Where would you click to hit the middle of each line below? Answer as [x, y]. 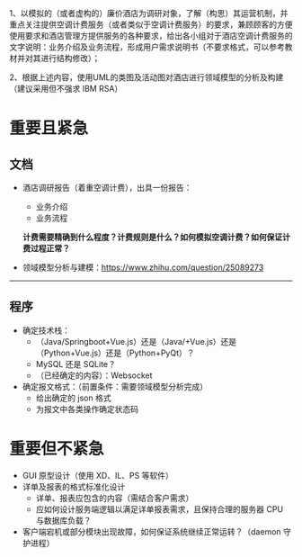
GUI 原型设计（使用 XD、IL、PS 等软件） [98, 475]
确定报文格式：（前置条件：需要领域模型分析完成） [115, 386]
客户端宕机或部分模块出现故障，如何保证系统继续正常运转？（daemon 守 [157, 531]
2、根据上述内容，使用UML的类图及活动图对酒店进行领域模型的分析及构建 [147, 77]
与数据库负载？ [63, 520]
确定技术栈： [46, 330]
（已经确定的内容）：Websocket [94, 375]
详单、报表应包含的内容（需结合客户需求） [115, 498]
